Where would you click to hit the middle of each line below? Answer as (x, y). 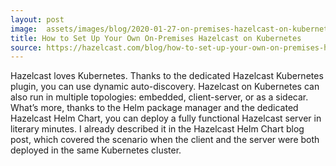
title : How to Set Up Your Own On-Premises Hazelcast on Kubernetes (156, 38)
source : (26, 47)
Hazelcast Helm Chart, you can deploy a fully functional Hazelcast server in (166, 118)
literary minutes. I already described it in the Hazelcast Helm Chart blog (157, 129)
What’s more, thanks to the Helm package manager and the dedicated (154, 108)
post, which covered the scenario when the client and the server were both (165, 140)
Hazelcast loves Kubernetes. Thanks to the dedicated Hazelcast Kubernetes (167, 76)
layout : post (37, 19)
